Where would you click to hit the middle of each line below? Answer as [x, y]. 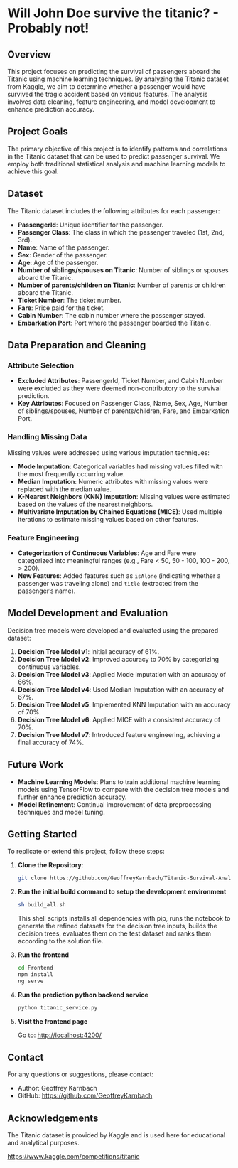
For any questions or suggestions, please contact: [81, 1074]
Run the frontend [43, 955]
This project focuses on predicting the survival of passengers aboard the [114, 71]
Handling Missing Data [47, 437]
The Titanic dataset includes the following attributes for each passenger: [114, 210]
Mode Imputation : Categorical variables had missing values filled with [120, 466]
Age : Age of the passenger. [58, 262]
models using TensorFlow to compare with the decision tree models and [123, 789]
